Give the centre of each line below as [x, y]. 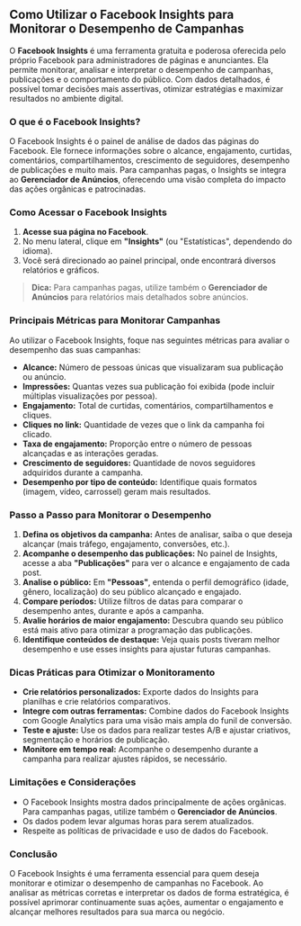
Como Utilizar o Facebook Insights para [122, 15]
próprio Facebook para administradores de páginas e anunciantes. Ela [139, 60]
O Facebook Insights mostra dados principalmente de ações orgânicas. [154, 802]
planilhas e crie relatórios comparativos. [96, 702]
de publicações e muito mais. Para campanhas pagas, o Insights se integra [148, 170]
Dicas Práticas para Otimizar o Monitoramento [112, 672]
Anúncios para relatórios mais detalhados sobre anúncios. [140, 297]
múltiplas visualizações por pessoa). [90, 396]
